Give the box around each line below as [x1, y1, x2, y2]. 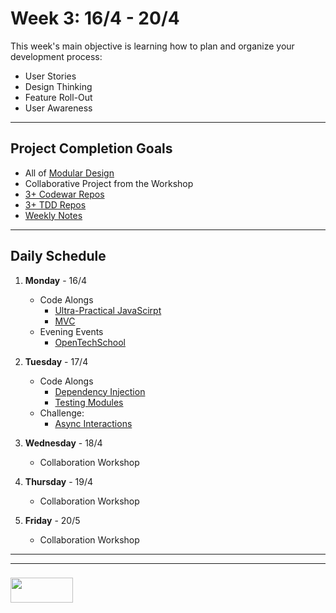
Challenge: [39, 407, 85, 419]
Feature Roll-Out [24, 91, 93, 103]
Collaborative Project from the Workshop [24, 177, 194, 189]
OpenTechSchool [54, 336, 126, 348]
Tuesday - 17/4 [24, 355, 89, 367]
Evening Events [39, 325, 104, 337]
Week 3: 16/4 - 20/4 [10, 7, 180, 30]
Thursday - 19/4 [24, 475, 94, 487]
